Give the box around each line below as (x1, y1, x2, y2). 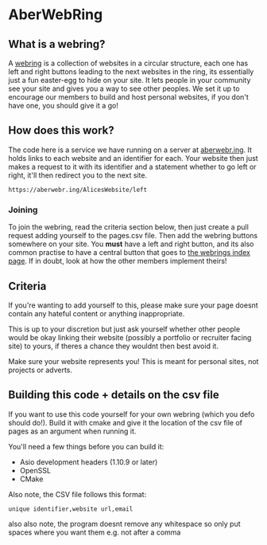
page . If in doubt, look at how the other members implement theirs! (8, 257, 227, 266)
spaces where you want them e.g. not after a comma (8, 527, 181, 537)
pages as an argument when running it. (8, 426, 137, 436)
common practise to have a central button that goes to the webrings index (8, 248, 250, 257)
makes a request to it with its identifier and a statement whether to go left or (8, 162, 257, 171)
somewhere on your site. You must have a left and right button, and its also (8, 239, 254, 249)
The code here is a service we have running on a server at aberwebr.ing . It (8, 145, 253, 155)
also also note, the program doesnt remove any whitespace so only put (8, 519, 241, 528)
